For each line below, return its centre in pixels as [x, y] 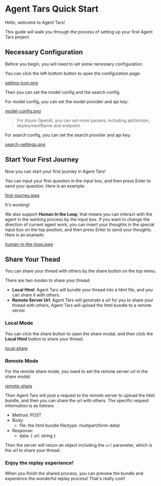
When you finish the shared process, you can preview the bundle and [74, 473]
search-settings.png [25, 144]
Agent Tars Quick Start [52, 9]
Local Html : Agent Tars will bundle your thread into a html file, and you [82, 290]
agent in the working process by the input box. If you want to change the [77, 219]
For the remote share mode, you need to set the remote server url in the [76, 371]
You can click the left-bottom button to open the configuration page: [73, 73]
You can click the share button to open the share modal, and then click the [79, 334]
